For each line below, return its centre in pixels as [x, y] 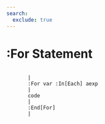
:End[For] [42, 108]
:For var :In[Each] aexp [63, 84]
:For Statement [49, 54]
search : [17, 13]
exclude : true [32, 20]
